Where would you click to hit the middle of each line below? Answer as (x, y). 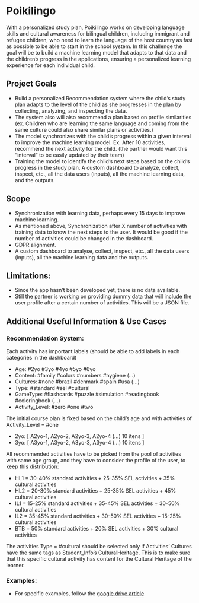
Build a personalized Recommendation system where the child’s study (100, 98)
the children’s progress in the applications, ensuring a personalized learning (99, 59)
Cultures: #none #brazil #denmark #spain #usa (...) (77, 382)
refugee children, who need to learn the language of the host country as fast (99, 40)
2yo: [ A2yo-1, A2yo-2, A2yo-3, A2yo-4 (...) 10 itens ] (79, 436)
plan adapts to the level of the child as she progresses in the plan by (98, 104)
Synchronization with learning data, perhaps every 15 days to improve (100, 213)
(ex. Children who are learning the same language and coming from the (102, 123)
